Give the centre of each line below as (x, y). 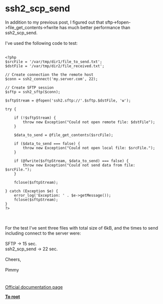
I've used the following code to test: (41, 43)
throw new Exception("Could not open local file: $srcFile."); (89, 148)
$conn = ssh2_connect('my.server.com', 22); (51, 79)
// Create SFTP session (30, 87)
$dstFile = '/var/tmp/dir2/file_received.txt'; (55, 66)
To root (13, 297)
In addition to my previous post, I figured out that (55, 22)
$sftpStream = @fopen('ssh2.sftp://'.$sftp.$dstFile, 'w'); (68, 101)
